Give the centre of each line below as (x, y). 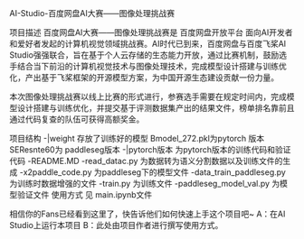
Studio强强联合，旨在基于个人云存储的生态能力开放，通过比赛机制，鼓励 (144, 55)
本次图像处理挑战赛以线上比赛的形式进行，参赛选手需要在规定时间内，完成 (148, 97)
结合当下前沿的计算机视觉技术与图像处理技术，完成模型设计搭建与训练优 (152, 66)
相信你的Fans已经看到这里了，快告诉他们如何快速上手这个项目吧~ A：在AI (147, 214)
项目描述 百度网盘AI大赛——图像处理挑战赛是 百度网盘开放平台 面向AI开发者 (151, 32)
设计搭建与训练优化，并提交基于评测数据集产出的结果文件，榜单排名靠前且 (156, 108)
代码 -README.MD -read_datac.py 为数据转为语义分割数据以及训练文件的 (146, 161)
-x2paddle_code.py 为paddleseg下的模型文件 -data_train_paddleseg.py (153, 172)
